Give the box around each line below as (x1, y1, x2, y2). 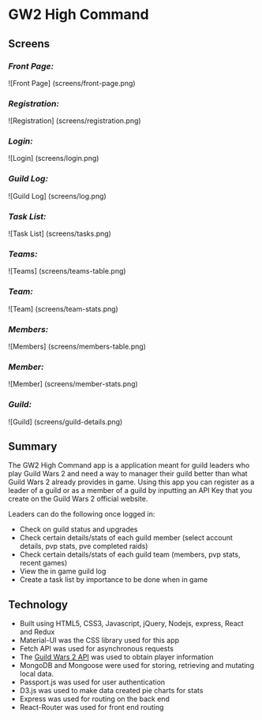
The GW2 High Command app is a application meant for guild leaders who (8, 461, 250, 470)
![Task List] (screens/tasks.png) (8, 229, 112, 238)
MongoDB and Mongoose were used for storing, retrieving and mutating (19, 661, 255, 670)
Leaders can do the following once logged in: (8, 509, 155, 519)
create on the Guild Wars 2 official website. (8, 494, 148, 504)
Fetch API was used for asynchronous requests (19, 644, 174, 654)
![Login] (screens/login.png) (8, 154, 99, 163)
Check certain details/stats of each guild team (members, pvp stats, (19, 550, 241, 559)
